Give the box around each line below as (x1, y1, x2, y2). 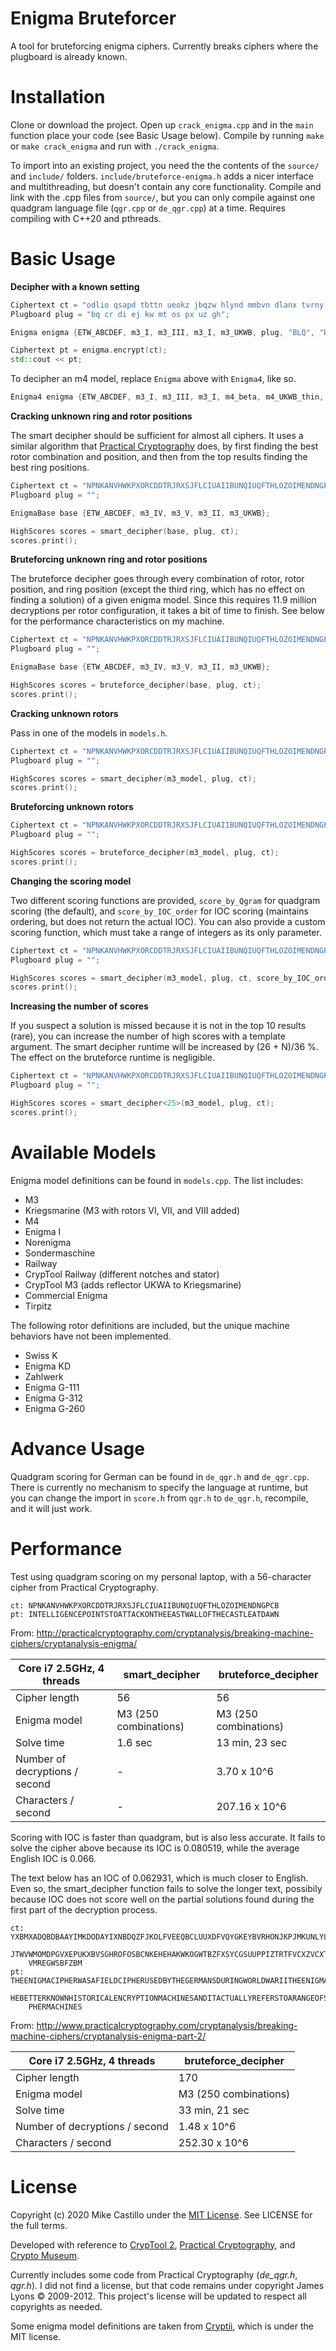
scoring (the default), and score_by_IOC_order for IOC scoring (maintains (10, 905, 309, 917)
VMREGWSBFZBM (28, 1958, 83, 1968)
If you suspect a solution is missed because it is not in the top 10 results (10, 1020, 307, 1032)
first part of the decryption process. (10, 1903, 158, 1916)
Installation (10, 86, 106, 109)
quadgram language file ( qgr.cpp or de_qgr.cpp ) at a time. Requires (10, 202, 286, 214)
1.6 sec (116, 1735, 153, 1749)
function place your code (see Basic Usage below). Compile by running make (10, 129, 325, 141)
